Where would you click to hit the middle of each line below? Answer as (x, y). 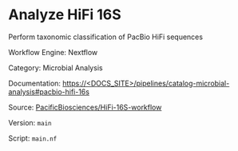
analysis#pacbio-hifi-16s (49, 91)
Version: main (30, 122)
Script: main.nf (33, 138)
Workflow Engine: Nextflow (53, 52)
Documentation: (35, 83)
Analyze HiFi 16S (65, 15)
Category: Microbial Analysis (56, 68)
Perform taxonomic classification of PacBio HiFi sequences (106, 37)
